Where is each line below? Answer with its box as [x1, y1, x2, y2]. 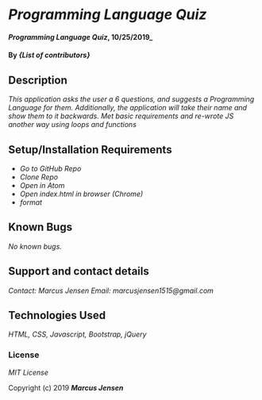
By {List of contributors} [8, 50, 91, 60]
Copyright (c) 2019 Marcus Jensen [8, 383, 124, 392]
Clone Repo [19, 172, 58, 182]
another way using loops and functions [8, 120, 137, 129]
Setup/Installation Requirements [8, 143, 172, 156]
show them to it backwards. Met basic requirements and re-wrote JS [8, 111, 234, 121]
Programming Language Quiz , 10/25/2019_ [8, 32, 153, 41]
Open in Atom [19, 181, 65, 190]
